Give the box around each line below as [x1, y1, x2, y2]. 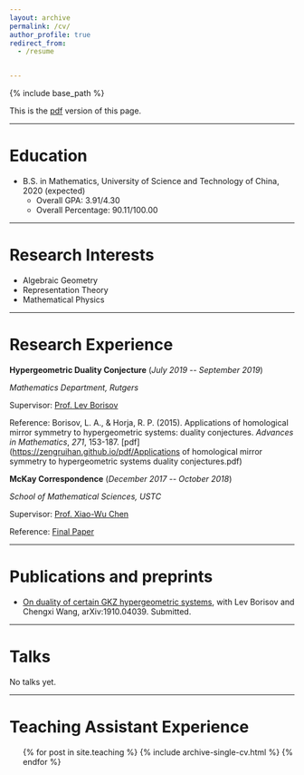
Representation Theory [22, 285, 109, 295]
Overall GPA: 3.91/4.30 [35, 195, 120, 206]
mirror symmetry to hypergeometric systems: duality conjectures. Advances [9, 427, 294, 437]
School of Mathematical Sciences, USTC [9, 491, 162, 502]
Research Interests [9, 245, 155, 266]
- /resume [17, 47, 54, 56]
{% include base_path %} [9, 88, 105, 99]
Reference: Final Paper [9, 525, 95, 536]
